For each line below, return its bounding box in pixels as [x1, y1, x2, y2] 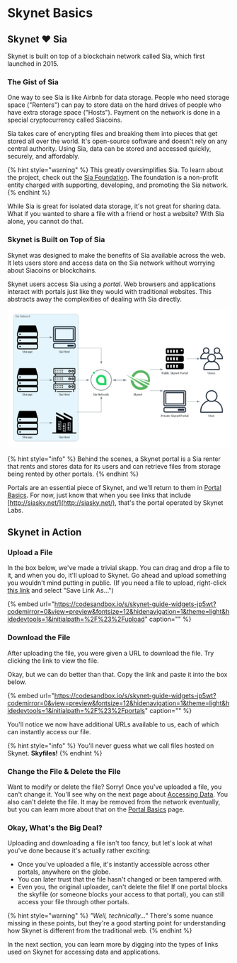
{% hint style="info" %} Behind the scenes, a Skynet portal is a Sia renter [7, 455, 221, 463]
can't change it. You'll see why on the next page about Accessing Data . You [7, 790, 229, 798]
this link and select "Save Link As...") [7, 586, 115, 595]
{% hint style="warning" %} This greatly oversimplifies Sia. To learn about [7, 166, 224, 174]
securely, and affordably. [7, 152, 80, 161]
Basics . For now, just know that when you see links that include [7, 491, 191, 499]
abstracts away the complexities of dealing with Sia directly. [7, 295, 183, 303]
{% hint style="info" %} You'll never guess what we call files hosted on [7, 741, 214, 750]
